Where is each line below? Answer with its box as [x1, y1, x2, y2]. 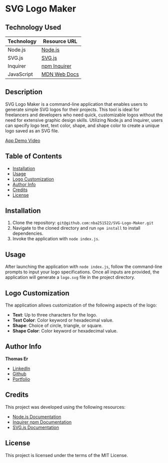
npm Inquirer [41, 63, 71, 69]
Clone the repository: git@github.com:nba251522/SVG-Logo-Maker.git [12, 220, 154, 226]
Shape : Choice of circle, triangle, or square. [12, 323, 103, 329]
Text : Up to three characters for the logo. [12, 312, 97, 318]
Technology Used [5, 23, 61, 32]
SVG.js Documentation [12, 424, 59, 430]
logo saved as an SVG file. [5, 127, 59, 133]
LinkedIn [12, 365, 30, 371]
